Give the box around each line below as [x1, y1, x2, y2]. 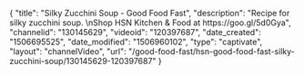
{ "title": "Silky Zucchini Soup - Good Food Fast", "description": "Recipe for [9, 8, 290, 18]
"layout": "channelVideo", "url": [9, 46, 127, 57]
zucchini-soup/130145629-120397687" [9, 56, 157, 66]
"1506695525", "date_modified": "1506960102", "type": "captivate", [9, 36, 263, 47]
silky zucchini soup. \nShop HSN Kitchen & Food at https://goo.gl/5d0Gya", [9, 17, 291, 28]
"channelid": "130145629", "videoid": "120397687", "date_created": [9, 27, 261, 37]
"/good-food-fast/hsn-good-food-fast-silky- [127, 46, 296, 57]
